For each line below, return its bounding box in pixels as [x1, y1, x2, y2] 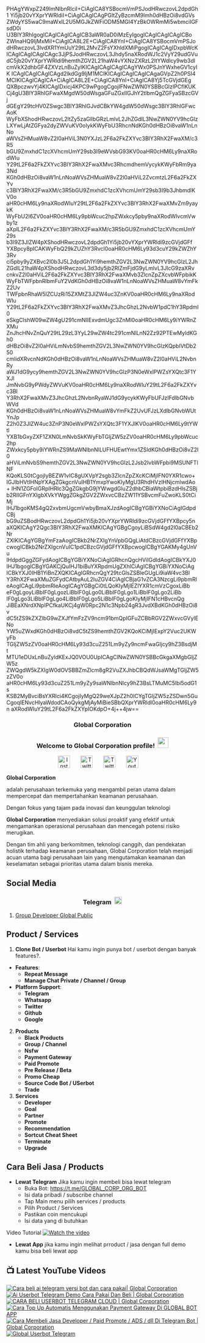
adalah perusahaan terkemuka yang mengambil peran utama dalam [6, 786, 176, 793]
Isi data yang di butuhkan [24, 1217, 88, 1224]
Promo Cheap [24, 1073, 60, 1080]
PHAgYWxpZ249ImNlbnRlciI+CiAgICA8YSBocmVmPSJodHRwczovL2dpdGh [6, 5, 198, 12]
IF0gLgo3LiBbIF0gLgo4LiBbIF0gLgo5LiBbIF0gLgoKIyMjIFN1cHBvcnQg [6, 595, 185, 602]
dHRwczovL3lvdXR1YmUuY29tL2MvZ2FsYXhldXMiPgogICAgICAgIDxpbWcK [6, 44, 198, 51]
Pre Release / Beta [24, 1066, 72, 1073]
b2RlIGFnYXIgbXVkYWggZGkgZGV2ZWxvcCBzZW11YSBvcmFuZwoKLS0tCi [6, 491, 196, 499]
